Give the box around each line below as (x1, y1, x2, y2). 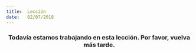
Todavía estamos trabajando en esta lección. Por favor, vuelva (8, 34, 191, 42)
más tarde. (83, 41, 115, 49)
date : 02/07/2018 (6, 14, 54, 20)
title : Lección (6, 8, 46, 15)
